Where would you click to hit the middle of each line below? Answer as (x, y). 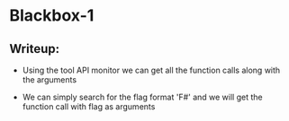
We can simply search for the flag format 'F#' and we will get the (142, 97)
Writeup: (35, 49)
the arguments (50, 80)
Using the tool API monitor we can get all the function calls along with (151, 70)
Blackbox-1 (52, 16)
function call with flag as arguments (89, 107)
